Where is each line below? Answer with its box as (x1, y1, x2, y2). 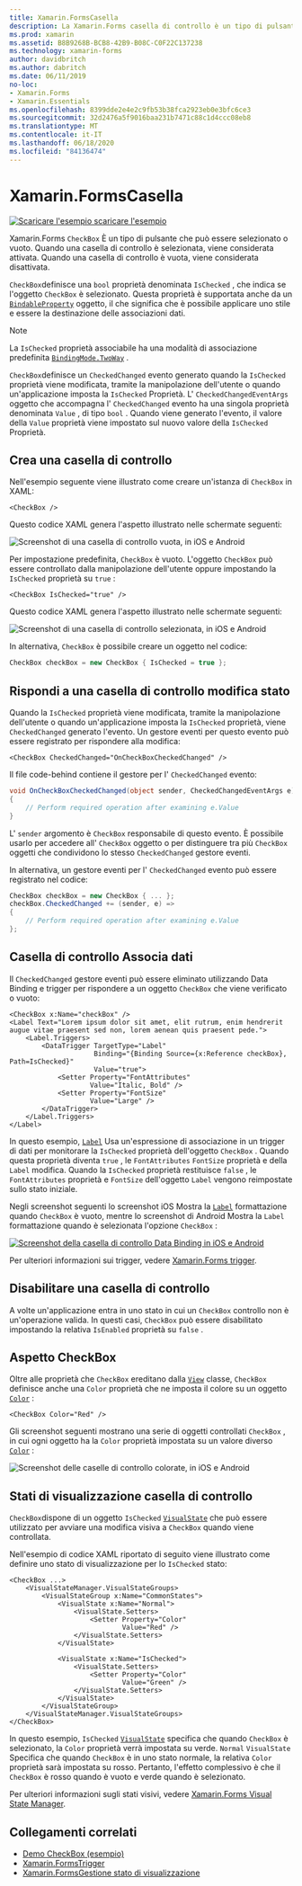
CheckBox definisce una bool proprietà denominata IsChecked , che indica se (9, 279, 287, 289)
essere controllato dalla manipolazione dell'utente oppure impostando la (9, 564, 277, 574)
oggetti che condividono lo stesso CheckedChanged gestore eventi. (9, 847, 252, 858)
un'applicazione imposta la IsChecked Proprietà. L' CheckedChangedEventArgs (9, 388, 289, 399)
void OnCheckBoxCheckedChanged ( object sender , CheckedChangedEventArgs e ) (9, 787, 296, 796)
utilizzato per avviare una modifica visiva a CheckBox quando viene (9, 1522, 254, 1533)
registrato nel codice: (9, 874, 88, 885)
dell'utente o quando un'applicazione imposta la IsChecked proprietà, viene (9, 716, 286, 728)
